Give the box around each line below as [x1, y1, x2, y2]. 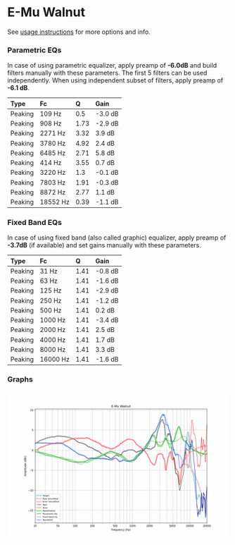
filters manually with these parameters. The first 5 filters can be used [7, 68, 208, 78]
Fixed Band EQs [7, 217, 62, 227]
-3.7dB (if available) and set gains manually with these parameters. [7, 241, 202, 250]
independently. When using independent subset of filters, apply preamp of [7, 76, 224, 85]
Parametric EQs [7, 45, 62, 55]
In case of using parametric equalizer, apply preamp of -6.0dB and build [7, 61, 217, 70]
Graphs [7, 374, 33, 384]
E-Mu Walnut [7, 4, 86, 20]
